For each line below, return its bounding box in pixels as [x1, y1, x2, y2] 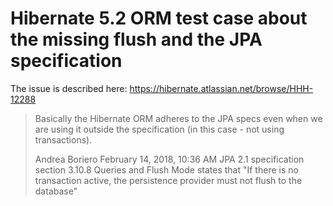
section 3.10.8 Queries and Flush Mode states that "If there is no [34, 163, 299, 176]
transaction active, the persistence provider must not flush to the [34, 174, 303, 186]
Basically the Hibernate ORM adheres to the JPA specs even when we [34, 112, 323, 124]
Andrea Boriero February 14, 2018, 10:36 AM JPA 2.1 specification [34, 153, 305, 165]
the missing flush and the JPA [10, 28, 263, 51]
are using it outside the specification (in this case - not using [34, 123, 285, 135]
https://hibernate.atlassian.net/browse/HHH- [129, 82, 314, 94]
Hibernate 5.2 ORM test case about [10, 7, 308, 30]
